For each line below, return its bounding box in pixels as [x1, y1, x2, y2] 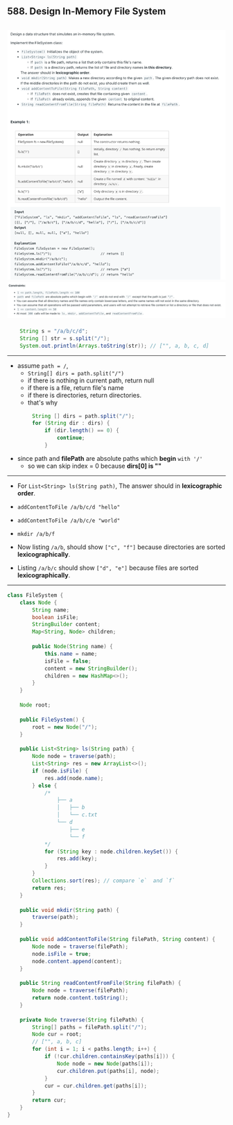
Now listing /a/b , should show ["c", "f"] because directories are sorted [17, 543, 225, 551]
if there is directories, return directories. [27, 391, 142, 399]
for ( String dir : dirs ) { [32, 420, 110, 427]
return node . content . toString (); [32, 995, 129, 1001]
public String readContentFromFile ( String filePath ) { [19, 980, 182, 987]
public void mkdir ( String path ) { [19, 906, 119, 913]
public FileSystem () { [19, 716, 85, 723]
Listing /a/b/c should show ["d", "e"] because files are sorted [17, 564, 199, 572]
